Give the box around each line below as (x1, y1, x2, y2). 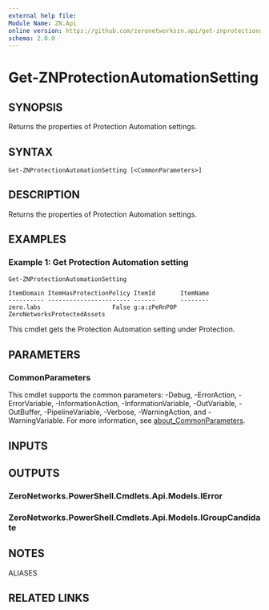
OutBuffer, (8, 407, 42, 417)
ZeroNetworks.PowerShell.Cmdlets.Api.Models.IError (8, 490, 223, 502)
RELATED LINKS (8, 591, 90, 604)
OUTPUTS (8, 466, 60, 480)
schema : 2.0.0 (8, 34, 56, 43)
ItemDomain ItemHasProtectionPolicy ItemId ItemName (8, 290, 210, 298)
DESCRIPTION (8, 188, 80, 201)
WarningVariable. (8, 416, 66, 425)
